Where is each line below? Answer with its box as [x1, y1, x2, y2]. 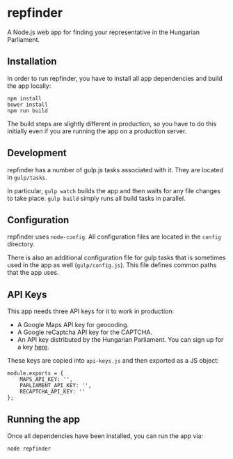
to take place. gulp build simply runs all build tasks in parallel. [7, 194, 186, 202]
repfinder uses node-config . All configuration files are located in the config [7, 232, 221, 241]
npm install [7, 95, 42, 102]
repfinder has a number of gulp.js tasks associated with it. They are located [7, 165, 224, 174]
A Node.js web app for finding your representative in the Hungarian [7, 28, 200, 36]
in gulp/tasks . [7, 173, 47, 181]
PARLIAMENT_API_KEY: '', [19, 382, 92, 389]
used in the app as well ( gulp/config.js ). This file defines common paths [7, 261, 217, 269]
